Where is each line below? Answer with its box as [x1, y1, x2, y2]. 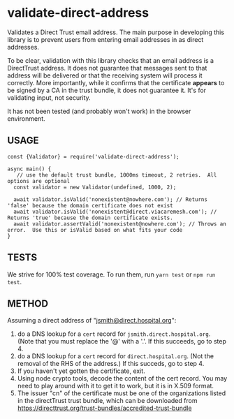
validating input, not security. [7, 93, 91, 102]
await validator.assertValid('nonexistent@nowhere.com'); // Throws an [13, 220, 227, 228]
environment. [7, 114, 45, 123]
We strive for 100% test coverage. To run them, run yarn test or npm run [7, 270, 216, 279]
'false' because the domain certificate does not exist [7, 202, 173, 209]
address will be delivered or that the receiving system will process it [7, 71, 203, 80]
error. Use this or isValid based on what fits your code [7, 226, 183, 233]
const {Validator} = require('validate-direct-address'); [7, 153, 180, 160]
